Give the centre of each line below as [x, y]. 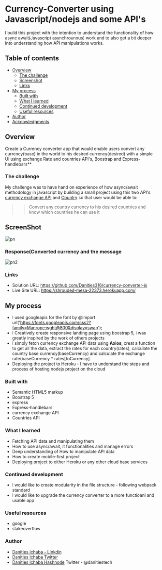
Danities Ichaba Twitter [35, 557]
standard [21, 490]
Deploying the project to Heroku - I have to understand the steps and [81, 364]
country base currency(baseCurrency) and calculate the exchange [78, 353]
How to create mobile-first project [46, 456]
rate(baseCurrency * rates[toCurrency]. [51, 359]
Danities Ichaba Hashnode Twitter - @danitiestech [62, 562]
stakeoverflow [26, 529]
